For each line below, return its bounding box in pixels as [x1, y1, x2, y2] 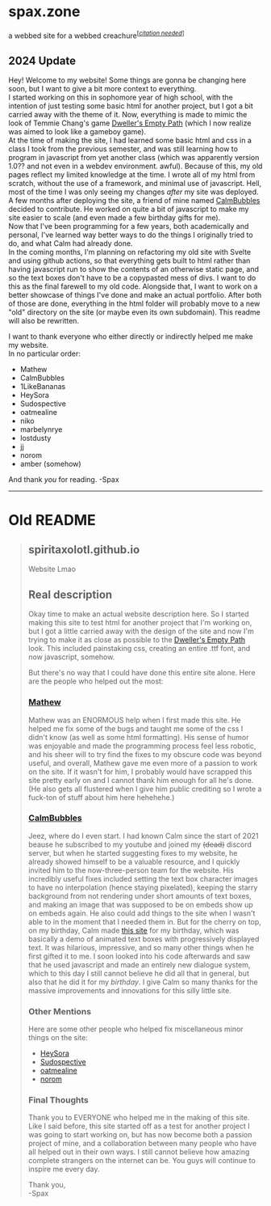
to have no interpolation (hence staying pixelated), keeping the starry [27, 882, 258, 892]
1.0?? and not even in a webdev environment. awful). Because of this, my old [8, 161, 263, 171]
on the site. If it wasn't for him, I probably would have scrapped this [27, 767, 252, 776]
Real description [27, 587, 113, 601]
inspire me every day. [27, 1164, 100, 1174]
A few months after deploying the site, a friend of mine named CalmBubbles [8, 196, 261, 205]
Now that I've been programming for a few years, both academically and [8, 222, 249, 231]
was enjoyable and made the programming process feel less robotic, [27, 741, 256, 751]
